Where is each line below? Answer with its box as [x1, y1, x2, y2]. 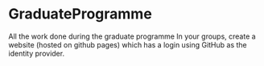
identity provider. [8, 48, 65, 58]
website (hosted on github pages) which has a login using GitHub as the [8, 39, 247, 49]
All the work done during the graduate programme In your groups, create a [8, 31, 256, 41]
